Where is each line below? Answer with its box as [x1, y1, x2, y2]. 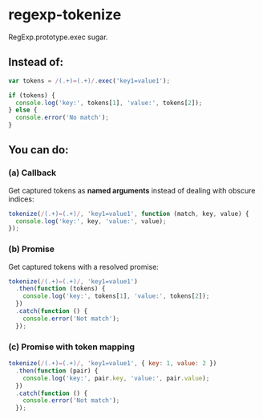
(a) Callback [8, 167, 57, 178]
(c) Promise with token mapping [8, 341, 135, 352]
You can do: [8, 143, 69, 157]
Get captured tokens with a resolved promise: [8, 262, 159, 271]
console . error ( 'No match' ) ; [15, 114, 110, 122]
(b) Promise [8, 243, 55, 254]
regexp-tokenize [8, 6, 122, 24]
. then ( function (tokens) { [15, 285, 106, 293]
